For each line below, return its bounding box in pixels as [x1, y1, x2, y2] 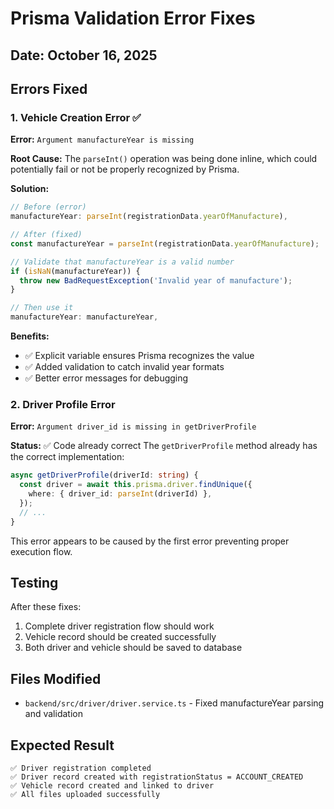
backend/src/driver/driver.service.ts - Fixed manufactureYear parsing [24, 697, 325, 709]
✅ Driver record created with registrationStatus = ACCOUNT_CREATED [10, 772, 304, 782]
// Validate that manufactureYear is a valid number [10, 257, 235, 267]
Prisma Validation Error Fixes [10, 7, 256, 30]
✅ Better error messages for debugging [24, 372, 189, 384]
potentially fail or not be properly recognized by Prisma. [10, 163, 240, 176]
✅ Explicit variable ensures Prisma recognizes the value [24, 350, 255, 362]
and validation [24, 708, 83, 720]
